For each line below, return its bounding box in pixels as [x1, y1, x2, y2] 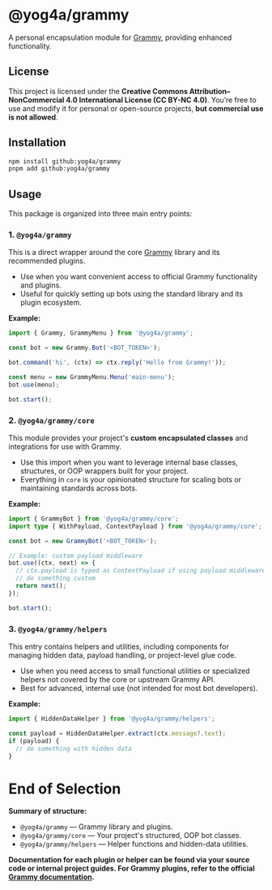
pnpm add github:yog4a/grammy [8, 165, 111, 173]
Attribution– [189, 86, 231, 96]
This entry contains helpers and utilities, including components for [8, 642, 229, 651]
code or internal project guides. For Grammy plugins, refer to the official [8, 863, 255, 874]
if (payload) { [8, 737, 60, 745]
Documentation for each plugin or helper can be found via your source [8, 855, 250, 865]
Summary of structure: [8, 806, 87, 816]
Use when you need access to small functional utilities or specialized [19, 666, 250, 676]
